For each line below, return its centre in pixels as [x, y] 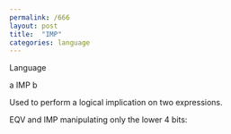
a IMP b [23, 85]
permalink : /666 [40, 17]
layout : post [34, 26]
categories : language [50, 42]
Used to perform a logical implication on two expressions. [116, 103]
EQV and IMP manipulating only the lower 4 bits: [98, 120]
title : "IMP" [36, 34]
